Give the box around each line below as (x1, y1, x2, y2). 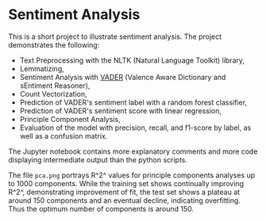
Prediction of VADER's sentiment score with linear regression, (19, 105, 222, 116)
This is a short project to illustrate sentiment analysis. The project (8, 32, 222, 41)
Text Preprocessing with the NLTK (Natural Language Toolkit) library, (19, 55, 245, 65)
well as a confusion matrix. (19, 131, 108, 140)
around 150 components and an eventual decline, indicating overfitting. (8, 196, 241, 205)
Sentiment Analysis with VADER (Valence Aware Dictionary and (19, 72, 226, 82)
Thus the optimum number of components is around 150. (8, 204, 195, 213)
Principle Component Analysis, (19, 114, 121, 124)
